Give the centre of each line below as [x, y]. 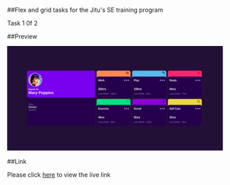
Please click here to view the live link [59, 175]
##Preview [22, 36]
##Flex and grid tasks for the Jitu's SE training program [85, 10]
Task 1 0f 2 [23, 23]
